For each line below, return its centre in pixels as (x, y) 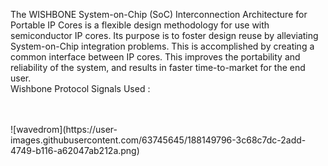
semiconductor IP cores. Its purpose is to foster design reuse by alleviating (164, 35)
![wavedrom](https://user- (64, 129)
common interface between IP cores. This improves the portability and (155, 57)
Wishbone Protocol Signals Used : (80, 88)
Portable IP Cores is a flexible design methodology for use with (140, 25)
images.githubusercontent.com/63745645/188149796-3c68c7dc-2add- (158, 140)
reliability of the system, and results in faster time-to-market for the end (158, 67)
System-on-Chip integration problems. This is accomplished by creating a (162, 46)
